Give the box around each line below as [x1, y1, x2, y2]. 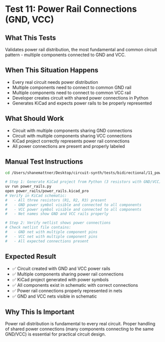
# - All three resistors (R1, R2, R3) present [5, 198, 107, 203]
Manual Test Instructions [5, 158, 83, 166]
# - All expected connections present [5, 239, 89, 243]
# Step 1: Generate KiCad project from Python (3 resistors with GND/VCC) [5, 179, 162, 184]
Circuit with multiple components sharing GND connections [12, 127, 133, 134]
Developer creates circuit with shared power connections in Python [12, 95, 149, 101]
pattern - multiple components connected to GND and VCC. [5, 52, 126, 58]
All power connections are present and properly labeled [12, 143, 125, 149]
